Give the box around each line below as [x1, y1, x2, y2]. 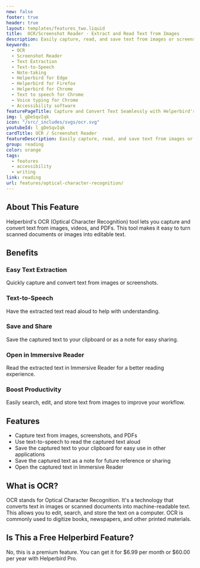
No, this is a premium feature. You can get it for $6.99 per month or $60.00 [6, 548, 190, 556]
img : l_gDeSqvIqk [6, 114, 49, 120]
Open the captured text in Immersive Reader [14, 463, 124, 470]
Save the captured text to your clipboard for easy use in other [14, 444, 166, 452]
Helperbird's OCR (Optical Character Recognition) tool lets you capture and [6, 218, 190, 225]
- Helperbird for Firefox [11, 81, 76, 87]
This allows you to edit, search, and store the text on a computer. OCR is [6, 509, 183, 516]
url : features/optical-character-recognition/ [6, 180, 124, 186]
